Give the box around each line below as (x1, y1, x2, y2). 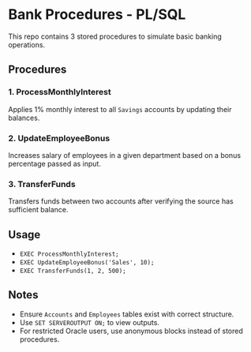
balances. (8, 113, 40, 122)
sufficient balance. (8, 205, 69, 215)
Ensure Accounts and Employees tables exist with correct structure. (19, 309, 234, 319)
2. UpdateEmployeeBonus (8, 133, 111, 144)
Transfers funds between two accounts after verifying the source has (8, 197, 234, 206)
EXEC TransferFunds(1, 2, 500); (19, 267, 126, 275)
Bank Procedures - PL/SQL (8, 6, 186, 24)
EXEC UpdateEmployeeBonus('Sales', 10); (19, 259, 155, 267)
